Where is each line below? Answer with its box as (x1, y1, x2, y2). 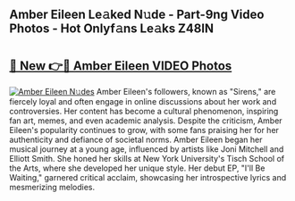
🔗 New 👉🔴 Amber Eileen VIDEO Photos (9, 58, 232, 73)
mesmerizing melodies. (9, 182, 96, 192)
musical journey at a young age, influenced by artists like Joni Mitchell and (9, 144, 284, 155)
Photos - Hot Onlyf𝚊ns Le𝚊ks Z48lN (9, 21, 215, 37)
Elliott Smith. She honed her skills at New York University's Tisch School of (9, 154, 285, 163)
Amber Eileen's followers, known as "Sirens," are (97, 87, 276, 96)
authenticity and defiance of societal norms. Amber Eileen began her (9, 134, 263, 145)
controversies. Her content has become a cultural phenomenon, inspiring (9, 106, 279, 116)
